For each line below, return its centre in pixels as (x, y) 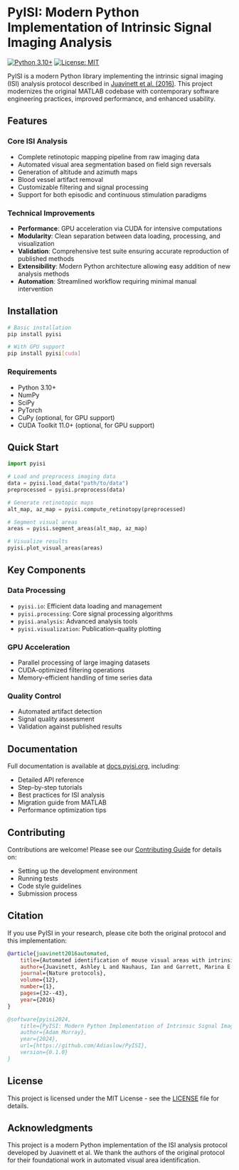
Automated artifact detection (60, 712)
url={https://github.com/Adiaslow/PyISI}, (84, 1046)
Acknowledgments (51, 1128)
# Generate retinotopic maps (51, 503)
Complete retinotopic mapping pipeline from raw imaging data (108, 156)
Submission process (48, 893)
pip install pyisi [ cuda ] (44, 354)
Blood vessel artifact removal (60, 179)
